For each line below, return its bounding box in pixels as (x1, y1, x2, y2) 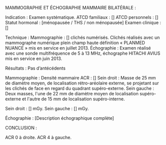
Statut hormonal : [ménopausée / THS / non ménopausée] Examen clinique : (5, 20, 162, 25)
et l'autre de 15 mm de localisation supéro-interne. (22, 96, 125, 102)
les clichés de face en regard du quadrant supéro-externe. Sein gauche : (5, 85, 154, 91)
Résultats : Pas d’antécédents (5, 65, 66, 71)
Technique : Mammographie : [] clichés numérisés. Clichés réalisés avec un (5, 35, 160, 40)
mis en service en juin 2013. (5, 56, 62, 62)
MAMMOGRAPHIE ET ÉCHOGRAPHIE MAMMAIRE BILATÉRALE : (5, 5, 136, 10)
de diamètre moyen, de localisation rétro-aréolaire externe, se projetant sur (5, 80, 159, 86)
